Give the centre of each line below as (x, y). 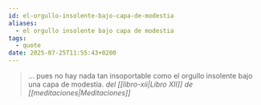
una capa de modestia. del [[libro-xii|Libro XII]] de (110, 84)
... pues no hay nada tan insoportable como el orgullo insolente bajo (140, 76)
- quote (29, 46)
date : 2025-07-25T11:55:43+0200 (62, 53)
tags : (17, 38)
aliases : (23, 23)
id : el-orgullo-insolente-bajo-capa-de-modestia (91, 16)
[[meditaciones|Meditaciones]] (79, 93)
